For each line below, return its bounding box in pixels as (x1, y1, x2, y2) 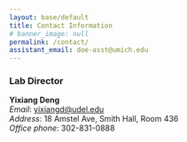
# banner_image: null (9, 29, 90, 38)
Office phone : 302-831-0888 (9, 123, 115, 133)
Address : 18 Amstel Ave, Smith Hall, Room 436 (9, 114, 179, 124)
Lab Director (9, 75, 64, 87)
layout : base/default (9, 12, 90, 22)
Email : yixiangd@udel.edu (9, 104, 105, 115)
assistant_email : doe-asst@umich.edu (9, 46, 149, 55)
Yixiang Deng (9, 94, 60, 106)
